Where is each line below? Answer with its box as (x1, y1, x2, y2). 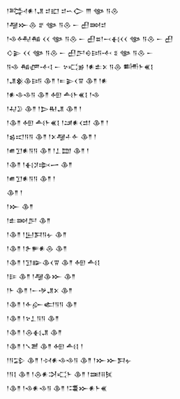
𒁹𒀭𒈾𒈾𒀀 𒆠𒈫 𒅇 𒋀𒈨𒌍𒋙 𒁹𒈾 (6, 91, 100, 99)
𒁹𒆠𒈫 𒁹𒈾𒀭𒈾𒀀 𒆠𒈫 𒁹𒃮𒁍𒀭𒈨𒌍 (6, 384, 107, 392)
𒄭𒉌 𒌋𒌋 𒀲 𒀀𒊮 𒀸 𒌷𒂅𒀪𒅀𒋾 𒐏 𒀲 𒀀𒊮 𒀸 (6, 49, 154, 57)
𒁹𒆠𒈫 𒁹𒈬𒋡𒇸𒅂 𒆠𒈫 (6, 161, 73, 168)
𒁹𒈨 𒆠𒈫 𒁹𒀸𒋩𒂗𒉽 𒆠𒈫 (6, 286, 73, 294)
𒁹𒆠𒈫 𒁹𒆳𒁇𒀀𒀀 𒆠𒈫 (6, 314, 60, 322)
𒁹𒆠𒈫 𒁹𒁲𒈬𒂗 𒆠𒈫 (6, 328, 62, 336)
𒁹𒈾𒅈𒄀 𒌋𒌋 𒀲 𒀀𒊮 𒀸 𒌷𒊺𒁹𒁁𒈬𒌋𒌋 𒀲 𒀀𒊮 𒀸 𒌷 (6, 35, 174, 43)
